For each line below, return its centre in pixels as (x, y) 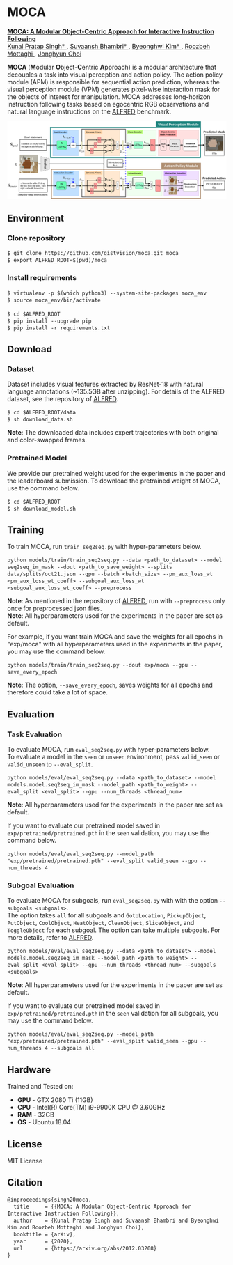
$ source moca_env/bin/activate (54, 300)
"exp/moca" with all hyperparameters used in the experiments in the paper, (115, 644)
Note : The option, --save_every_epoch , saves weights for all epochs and (110, 685)
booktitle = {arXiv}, (45, 1234)
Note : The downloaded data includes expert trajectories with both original (113, 433)
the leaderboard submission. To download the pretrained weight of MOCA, (114, 481)
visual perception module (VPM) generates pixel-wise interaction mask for (114, 89)
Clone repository (36, 238)
